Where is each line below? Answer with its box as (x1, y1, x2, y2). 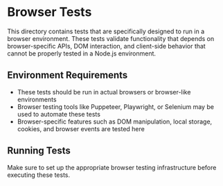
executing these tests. (7, 171, 71, 179)
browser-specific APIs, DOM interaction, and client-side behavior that (7, 42, 206, 50)
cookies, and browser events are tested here (17, 124, 145, 133)
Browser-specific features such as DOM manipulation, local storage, (17, 117, 213, 126)
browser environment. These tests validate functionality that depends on (7, 34, 215, 42)
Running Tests (7, 145, 71, 157)
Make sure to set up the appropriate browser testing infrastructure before (7, 163, 217, 171)
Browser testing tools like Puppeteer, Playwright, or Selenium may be (17, 102, 215, 111)
